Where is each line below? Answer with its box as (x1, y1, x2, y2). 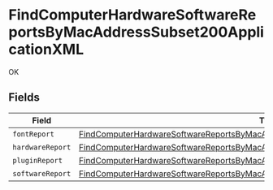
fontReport (12, 129, 54, 139)
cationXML (8, 41, 84, 58)
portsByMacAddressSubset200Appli (8, 23, 264, 41)
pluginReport (12, 156, 63, 165)
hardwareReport (12, 142, 71, 152)
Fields (8, 91, 41, 105)
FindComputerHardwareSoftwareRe (8, 6, 257, 24)
